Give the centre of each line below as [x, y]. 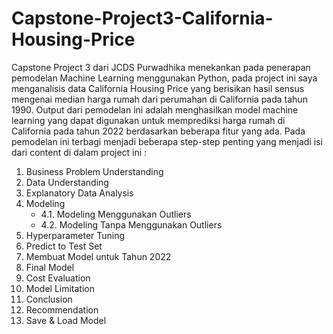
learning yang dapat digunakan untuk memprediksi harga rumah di [148, 120]
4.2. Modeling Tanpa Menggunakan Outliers [131, 224]
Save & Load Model [66, 320]
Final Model [50, 267]
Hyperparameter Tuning [75, 235]
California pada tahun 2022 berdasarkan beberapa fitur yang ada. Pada [158, 131]
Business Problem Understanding [94, 171]
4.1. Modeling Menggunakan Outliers [116, 214]
